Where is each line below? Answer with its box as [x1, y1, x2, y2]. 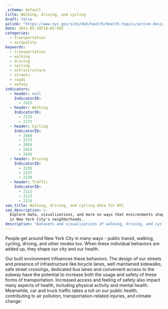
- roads [9, 77, 26, 82]
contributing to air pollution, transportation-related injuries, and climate [5, 292, 151, 298]
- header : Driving [9, 156, 48, 161]
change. [5, 298, 22, 304]
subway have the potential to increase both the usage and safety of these [5, 271, 157, 277]
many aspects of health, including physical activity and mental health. [5, 282, 149, 288]
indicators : [5, 86, 30, 92]
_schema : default [5, 7, 41, 13]
